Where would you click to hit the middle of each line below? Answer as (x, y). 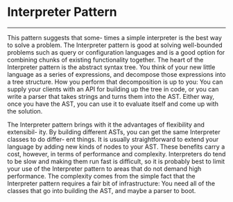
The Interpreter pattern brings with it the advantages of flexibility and (106, 125)
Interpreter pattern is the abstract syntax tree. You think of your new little (111, 67)
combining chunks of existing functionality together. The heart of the (105, 59)
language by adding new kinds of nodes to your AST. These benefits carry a (116, 147)
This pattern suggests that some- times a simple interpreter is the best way (114, 37)
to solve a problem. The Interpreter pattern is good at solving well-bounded (115, 45)
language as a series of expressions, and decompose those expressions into (116, 74)
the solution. (25, 111)
